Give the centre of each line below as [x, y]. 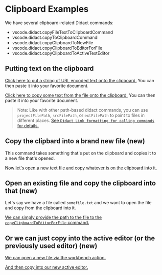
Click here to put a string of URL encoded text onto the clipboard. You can [80, 80]
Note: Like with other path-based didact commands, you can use [82, 110]
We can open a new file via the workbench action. [56, 258]
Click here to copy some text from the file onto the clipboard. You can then [80, 95]
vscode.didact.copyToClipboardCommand [55, 37]
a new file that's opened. [30, 158]
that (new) [21, 191]
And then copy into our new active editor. [46, 267]
